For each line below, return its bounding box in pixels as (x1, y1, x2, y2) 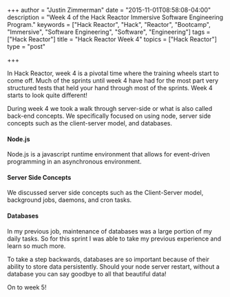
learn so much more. (7, 241, 66, 250)
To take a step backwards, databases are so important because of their (7, 255, 210, 263)
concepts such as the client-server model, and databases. (7, 119, 173, 127)
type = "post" (7, 43, 46, 50)
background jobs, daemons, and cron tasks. (7, 196, 132, 204)
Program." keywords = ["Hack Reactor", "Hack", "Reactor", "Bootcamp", (7, 21, 211, 28)
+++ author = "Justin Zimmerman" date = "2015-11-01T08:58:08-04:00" (7, 6, 211, 14)
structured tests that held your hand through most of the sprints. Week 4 (7, 84, 213, 92)
